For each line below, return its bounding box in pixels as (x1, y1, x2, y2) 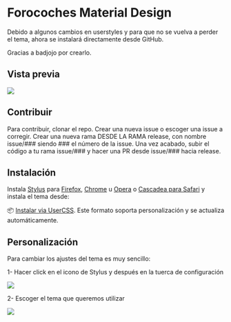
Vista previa (7, 68, 60, 80)
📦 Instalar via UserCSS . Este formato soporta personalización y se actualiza (7, 206, 225, 215)
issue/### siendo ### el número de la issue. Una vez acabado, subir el (7, 140, 210, 148)
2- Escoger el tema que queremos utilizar (7, 294, 125, 303)
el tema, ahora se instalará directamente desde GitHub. (7, 35, 164, 43)
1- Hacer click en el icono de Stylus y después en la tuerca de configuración (7, 268, 224, 276)
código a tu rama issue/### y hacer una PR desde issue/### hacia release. (7, 146, 221, 155)
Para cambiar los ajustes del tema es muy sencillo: (7, 254, 151, 263)
